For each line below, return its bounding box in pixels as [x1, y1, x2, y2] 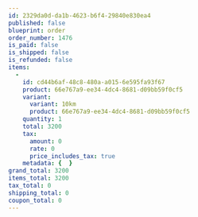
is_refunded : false [8, 56, 73, 64]
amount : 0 [29, 137, 62, 145]
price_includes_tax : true [29, 152, 115, 160]
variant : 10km [29, 100, 77, 108]
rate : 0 [29, 145, 56, 153]
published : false [8, 19, 66, 27]
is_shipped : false [8, 48, 69, 56]
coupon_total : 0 [8, 196, 62, 204]
